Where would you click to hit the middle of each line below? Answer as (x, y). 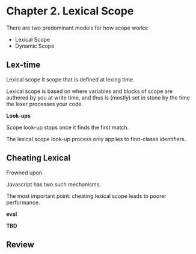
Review (20, 245)
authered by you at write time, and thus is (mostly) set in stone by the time (98, 97)
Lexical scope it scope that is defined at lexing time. (71, 79)
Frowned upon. (25, 173)
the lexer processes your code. (44, 104)
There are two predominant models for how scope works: (78, 28)
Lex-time (23, 65)
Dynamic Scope (35, 46)
